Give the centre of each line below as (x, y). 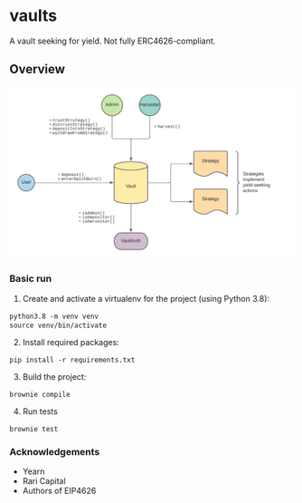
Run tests (40, 411)
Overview (38, 69)
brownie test (34, 429)
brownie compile (40, 394)
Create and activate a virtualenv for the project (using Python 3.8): (146, 298)
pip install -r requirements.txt (72, 360)
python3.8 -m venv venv (54, 316)
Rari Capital (44, 481)
